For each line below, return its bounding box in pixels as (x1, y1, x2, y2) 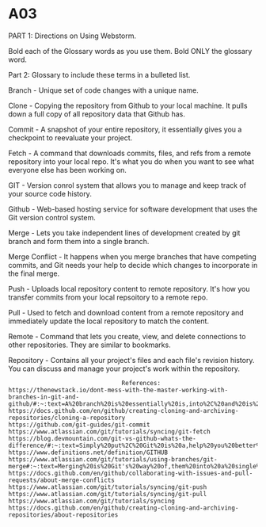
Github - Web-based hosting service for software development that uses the (8, 204, 258, 214)
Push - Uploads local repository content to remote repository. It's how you (8, 284, 250, 293)
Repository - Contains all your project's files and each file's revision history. (8, 355, 255, 365)
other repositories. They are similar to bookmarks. (8, 340, 172, 349)
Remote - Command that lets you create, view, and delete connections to (8, 331, 246, 341)
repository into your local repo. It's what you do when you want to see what (8, 156, 255, 166)
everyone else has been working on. (8, 165, 127, 174)
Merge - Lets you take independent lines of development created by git (8, 227, 241, 238)
